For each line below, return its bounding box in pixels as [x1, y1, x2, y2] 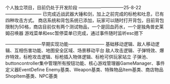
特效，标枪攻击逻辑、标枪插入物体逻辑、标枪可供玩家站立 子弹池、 [9, 54, 150, 60]
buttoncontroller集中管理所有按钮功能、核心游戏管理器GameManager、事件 [5, 60, 165, 66]
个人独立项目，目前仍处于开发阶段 [5, 5, 78, 10]
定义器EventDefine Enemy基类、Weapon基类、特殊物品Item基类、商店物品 [5, 67, 164, 73]
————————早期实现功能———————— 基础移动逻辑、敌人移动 [5, 41, 155, 47]
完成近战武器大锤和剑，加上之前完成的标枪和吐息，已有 [47, 11, 164, 17]
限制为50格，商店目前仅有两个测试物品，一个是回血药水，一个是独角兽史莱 [5, 24, 164, 30]
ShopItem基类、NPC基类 [5, 73, 58, 79]
